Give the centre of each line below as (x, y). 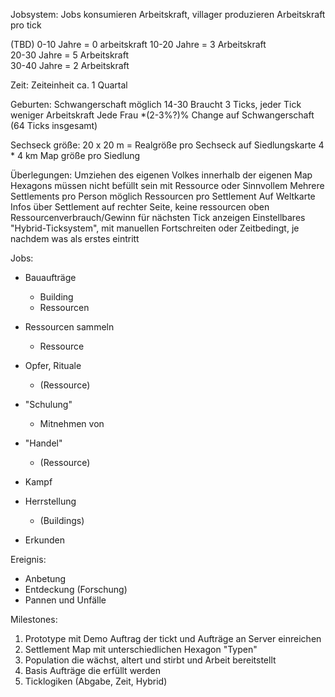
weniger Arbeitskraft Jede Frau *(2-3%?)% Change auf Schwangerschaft (162, 115)
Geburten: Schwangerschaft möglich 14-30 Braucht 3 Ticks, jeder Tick (156, 104)
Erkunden (44, 540)
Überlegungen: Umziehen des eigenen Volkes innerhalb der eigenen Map (161, 175)
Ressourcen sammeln (69, 327)
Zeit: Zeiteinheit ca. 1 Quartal (69, 85)
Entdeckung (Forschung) (76, 589)
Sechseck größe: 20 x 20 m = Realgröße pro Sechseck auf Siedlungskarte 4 (167, 145)
